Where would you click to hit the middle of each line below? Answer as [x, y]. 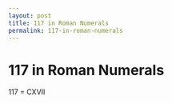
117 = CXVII [27, 92]
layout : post [30, 16]
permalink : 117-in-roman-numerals [66, 30]
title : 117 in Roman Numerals [59, 23]
